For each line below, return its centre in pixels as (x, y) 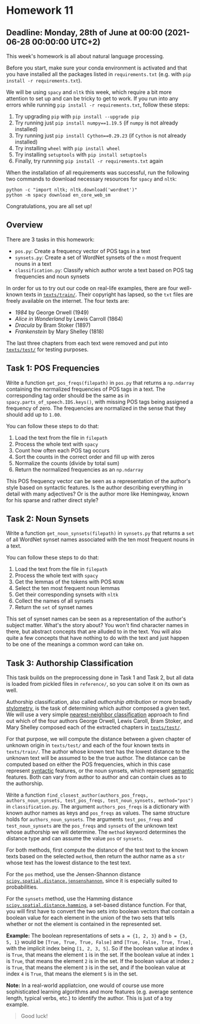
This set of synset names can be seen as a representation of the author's (96, 619)
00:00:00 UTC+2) (66, 42)
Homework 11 (40, 10)
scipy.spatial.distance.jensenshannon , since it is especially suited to (92, 881)
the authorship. (25, 783)
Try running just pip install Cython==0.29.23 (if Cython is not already (100, 136)
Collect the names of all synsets (54, 601)
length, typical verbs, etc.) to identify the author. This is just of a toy (90, 998)
